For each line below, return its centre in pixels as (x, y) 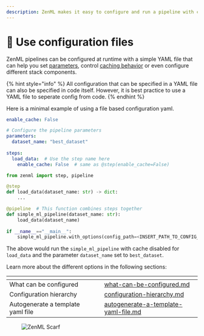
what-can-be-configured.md (147, 285)
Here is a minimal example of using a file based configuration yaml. (90, 108)
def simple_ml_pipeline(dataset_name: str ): (63, 214)
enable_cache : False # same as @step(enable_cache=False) (93, 164)
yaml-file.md (123, 312)
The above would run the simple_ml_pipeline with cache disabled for (93, 249)
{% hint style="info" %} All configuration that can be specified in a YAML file (102, 83)
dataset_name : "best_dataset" (50, 142)
